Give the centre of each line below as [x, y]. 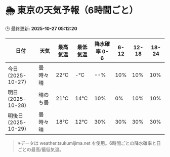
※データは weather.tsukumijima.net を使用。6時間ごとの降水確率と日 [89, 143]
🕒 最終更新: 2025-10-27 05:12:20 [41, 28]
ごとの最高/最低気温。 [41, 149]
